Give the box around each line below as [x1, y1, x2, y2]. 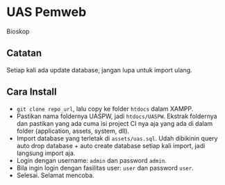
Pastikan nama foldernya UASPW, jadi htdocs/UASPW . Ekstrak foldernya [16, 112, 217, 120]
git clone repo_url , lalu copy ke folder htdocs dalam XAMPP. [16, 104, 194, 113]
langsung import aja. [16, 149, 76, 157]
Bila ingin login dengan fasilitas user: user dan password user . [16, 163, 194, 172]
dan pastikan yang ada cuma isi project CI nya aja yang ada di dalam [16, 119, 213, 127]
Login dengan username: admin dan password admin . [16, 156, 167, 164]
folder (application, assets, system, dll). [16, 127, 130, 135]
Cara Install [6, 86, 57, 98]
